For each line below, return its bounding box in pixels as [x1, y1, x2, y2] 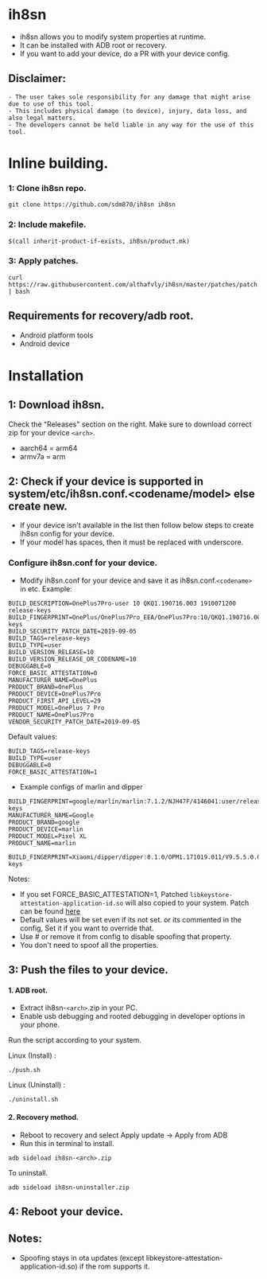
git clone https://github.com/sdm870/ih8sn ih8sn [8, 201, 176, 209]
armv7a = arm [19, 451, 66, 461]
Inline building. [8, 154, 109, 172]
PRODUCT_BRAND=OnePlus [8, 683, 83, 691]
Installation [8, 366, 84, 384]
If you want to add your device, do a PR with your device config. [19, 49, 230, 58]
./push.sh [8, 1066, 41, 1074]
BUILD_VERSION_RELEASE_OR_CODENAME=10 [8, 655, 137, 663]
